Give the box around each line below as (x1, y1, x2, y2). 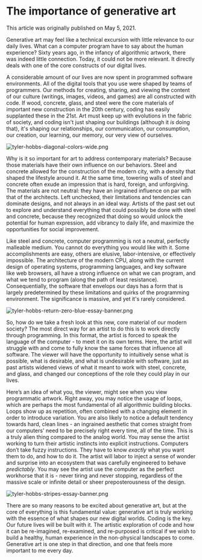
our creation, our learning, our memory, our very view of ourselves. (6, 131, 173, 139)
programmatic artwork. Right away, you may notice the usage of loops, (6, 395, 183, 402)
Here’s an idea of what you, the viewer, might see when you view (6, 388, 168, 395)
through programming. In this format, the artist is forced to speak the (6, 331, 177, 338)
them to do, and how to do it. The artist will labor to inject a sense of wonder (6, 452, 196, 460)
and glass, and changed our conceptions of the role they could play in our (6, 370, 190, 377)
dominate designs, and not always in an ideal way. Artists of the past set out (6, 200, 195, 207)
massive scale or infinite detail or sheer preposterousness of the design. (6, 478, 186, 486)
